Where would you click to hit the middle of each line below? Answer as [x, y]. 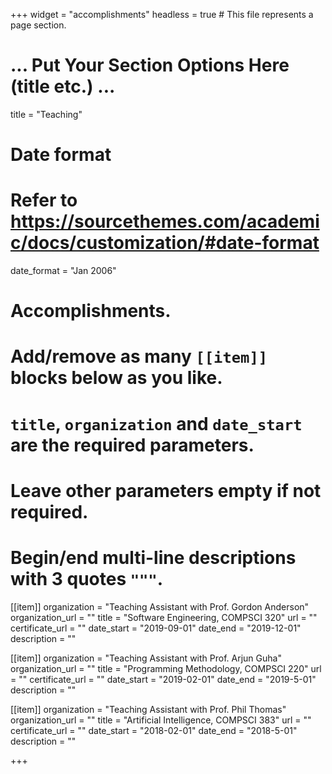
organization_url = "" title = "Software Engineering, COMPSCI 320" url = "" [164, 617]
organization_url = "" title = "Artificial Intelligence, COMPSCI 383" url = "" [161, 720]
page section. [38, 25]
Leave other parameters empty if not [166, 490]
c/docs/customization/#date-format [165, 243]
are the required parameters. [132, 445]
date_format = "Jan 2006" [63, 271]
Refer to [44, 200]
